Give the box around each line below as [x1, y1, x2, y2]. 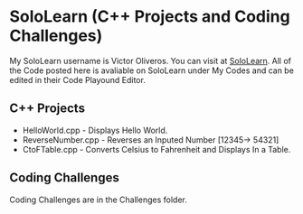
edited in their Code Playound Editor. [9, 74, 147, 85]
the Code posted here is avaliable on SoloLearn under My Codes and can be [9, 65, 294, 76]
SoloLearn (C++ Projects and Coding [9, 6, 291, 27]
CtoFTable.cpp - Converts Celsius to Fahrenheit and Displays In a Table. [22, 144, 291, 154]
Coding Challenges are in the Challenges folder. [9, 194, 187, 205]
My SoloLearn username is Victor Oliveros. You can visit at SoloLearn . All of [9, 55, 292, 66]
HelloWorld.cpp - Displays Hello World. [22, 125, 168, 135]
